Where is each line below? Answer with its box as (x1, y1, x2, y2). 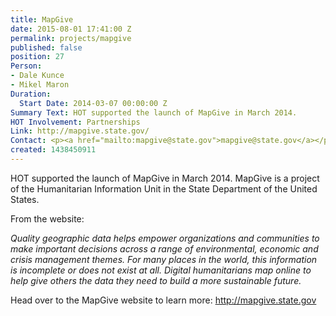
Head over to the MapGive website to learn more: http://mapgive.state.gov (10, 294, 317, 306)
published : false (10, 42, 83, 53)
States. (10, 193, 40, 205)
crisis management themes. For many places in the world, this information (10, 253, 318, 265)
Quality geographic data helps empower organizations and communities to (10, 232, 320, 244)
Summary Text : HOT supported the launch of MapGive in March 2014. (10, 107, 298, 118)
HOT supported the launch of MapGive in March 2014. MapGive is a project (10, 172, 320, 184)
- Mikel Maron (10, 80, 70, 90)
